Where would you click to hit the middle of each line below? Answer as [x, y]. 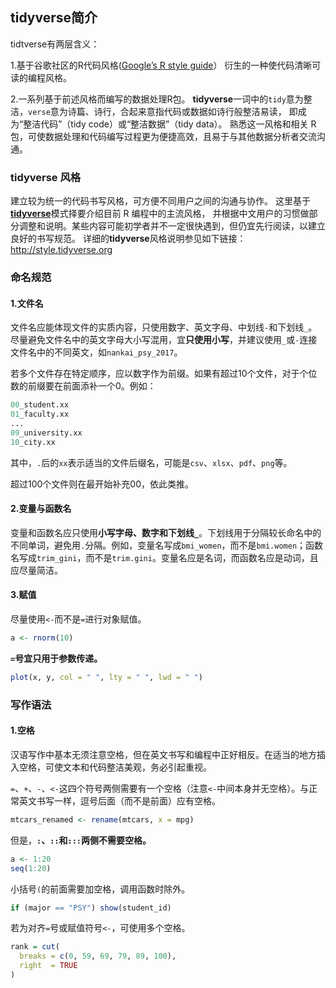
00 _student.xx [40, 405]
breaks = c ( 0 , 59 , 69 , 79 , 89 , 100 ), [98, 956]
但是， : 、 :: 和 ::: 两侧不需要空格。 [81, 840]
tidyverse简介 [54, 18]
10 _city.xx [33, 442]
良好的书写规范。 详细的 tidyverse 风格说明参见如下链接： [128, 239]
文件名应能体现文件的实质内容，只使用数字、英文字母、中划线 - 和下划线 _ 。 [164, 327]
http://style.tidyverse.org [61, 250]
